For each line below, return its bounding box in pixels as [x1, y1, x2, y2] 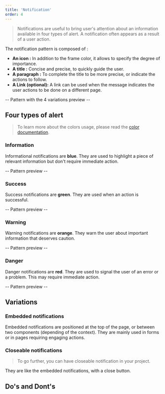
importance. [12, 61, 37, 66]
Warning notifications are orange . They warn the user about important [5, 230, 148, 236]
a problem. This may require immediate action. [5, 274, 100, 280]
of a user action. [17, 36, 51, 42]
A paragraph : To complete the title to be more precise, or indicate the [12, 71, 156, 77]
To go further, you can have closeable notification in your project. [17, 358, 151, 364]
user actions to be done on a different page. [12, 87, 102, 93]
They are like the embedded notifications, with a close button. [5, 368, 131, 374]
